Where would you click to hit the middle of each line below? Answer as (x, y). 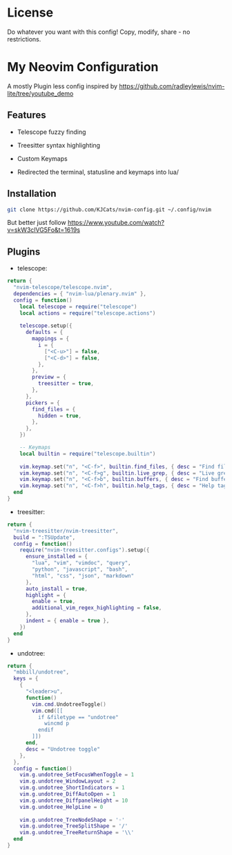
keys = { (26, 679)
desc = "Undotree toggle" (62, 749)
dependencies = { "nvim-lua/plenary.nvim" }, (80, 294)
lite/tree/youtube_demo (40, 93)
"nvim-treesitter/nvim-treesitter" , (66, 531)
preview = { (49, 377)
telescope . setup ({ (46, 326)
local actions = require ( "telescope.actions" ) (88, 313)
